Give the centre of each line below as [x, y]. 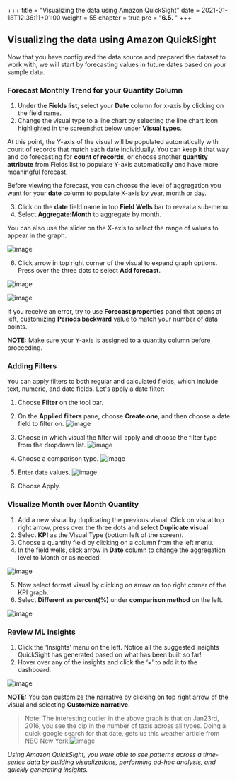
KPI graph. [33, 592]
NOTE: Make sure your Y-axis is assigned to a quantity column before [109, 340]
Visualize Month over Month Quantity [73, 505]
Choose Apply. [39, 486]
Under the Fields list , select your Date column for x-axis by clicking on [121, 106]
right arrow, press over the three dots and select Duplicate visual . [114, 527]
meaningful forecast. [38, 172]
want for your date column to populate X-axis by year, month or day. [107, 193]
